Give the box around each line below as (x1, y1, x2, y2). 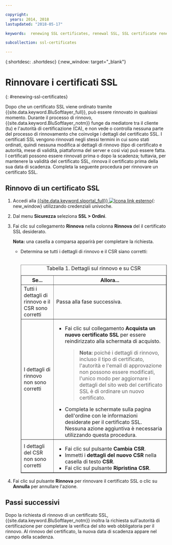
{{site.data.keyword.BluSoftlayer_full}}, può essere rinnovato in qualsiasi (5, 109, 158, 116)
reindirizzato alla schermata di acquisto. (64, 337, 161, 345)
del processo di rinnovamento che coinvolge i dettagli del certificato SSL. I (5, 131, 162, 137)
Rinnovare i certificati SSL (5, 77, 118, 88)
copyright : (5, 12, 29, 17)
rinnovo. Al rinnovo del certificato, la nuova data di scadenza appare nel (5, 528, 157, 534)
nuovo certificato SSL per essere (64, 331, 146, 338)
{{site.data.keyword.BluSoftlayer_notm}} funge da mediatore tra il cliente (5, 120, 159, 126)
